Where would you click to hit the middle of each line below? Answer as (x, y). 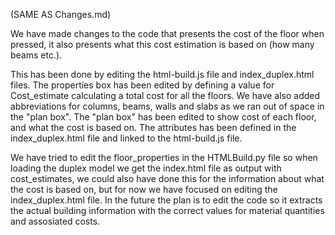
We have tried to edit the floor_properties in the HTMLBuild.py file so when (164, 157)
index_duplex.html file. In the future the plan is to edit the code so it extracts (166, 200)
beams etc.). (36, 55)
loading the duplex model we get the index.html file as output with (146, 168)
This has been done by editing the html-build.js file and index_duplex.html (162, 74)
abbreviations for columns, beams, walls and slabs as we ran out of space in (167, 106)
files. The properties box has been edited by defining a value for (142, 85)
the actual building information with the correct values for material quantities (167, 210)
